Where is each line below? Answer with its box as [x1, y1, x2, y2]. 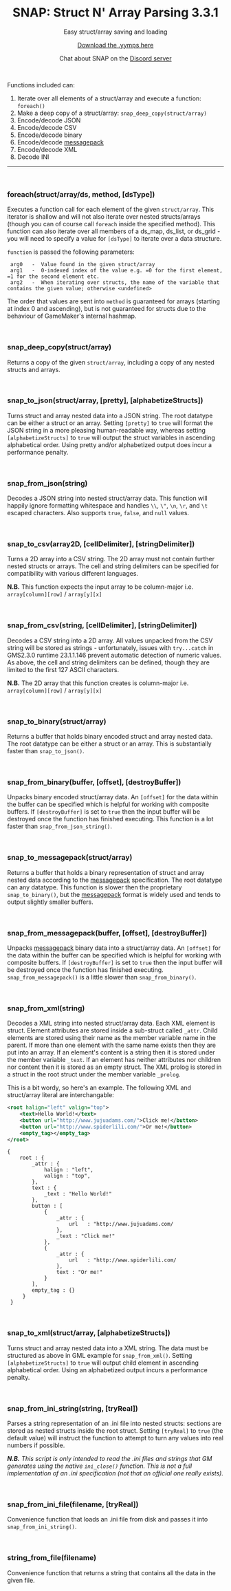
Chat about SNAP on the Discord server [59, 54, 172, 63]
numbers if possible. [7, 1441, 65, 1449]
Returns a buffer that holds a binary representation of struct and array [7, 868, 205, 876]
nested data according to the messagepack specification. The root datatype [7, 876, 223, 884]
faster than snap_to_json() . [7, 747, 85, 755]
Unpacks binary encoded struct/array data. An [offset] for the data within [7, 793, 219, 801]
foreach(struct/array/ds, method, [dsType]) [7, 189, 155, 199]
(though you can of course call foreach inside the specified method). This [7, 220, 215, 228]
